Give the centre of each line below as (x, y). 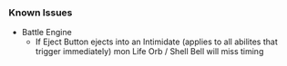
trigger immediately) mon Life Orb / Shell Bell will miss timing (149, 52)
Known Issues (41, 13)
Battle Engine (46, 33)
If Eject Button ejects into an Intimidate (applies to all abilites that (157, 42)
